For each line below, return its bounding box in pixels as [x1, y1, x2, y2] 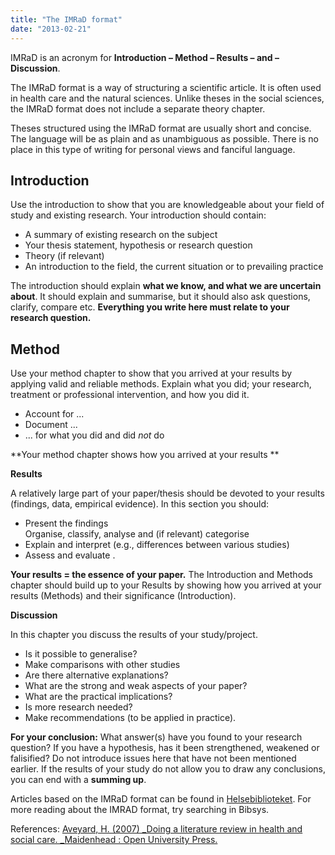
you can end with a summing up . [10, 774, 147, 786]
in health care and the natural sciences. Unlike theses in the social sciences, [10, 92, 325, 104]
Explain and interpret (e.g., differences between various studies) [24, 539, 290, 551]
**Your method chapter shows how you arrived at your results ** [10, 449, 280, 461]
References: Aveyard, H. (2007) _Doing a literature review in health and [10, 823, 303, 835]
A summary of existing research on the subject [24, 229, 218, 241]
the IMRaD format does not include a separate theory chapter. [10, 102, 266, 115]
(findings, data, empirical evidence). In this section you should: [10, 498, 269, 510]
